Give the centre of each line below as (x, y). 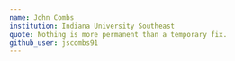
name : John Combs (42, 17)
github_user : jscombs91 (54, 43)
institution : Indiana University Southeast (92, 26)
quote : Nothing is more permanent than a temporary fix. (118, 34)
